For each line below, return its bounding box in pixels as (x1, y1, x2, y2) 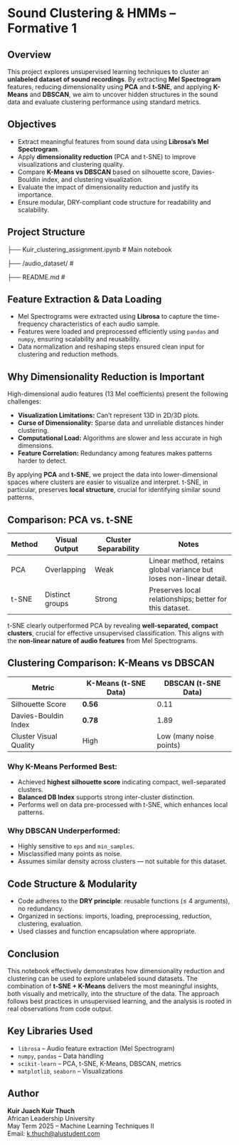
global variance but (149, 565, 213, 575)
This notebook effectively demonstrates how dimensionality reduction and (7, 967, 225, 975)
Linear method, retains (149, 556, 224, 566)
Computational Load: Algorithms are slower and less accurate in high (17, 433, 223, 443)
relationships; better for (149, 594, 228, 604)
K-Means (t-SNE (86, 678, 146, 688)
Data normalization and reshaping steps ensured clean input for (17, 342, 205, 351)
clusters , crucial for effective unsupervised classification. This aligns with (7, 629, 224, 637)
